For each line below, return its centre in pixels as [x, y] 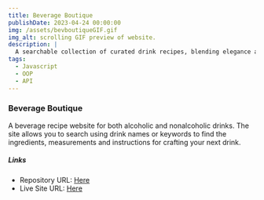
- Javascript [37, 67]
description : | [33, 45]
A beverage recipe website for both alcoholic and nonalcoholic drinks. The [129, 125]
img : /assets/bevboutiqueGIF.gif [63, 30]
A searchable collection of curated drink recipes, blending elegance [133, 52]
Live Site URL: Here [51, 188]
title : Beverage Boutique [50, 15]
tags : [17, 60]
